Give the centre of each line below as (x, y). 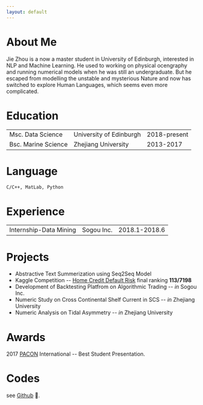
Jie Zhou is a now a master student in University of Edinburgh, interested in (100, 59)
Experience (35, 211)
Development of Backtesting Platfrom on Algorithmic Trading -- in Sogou (106, 287)
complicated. (23, 91)
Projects (28, 257)
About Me (32, 42)
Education (32, 116)
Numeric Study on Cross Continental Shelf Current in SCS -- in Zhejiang (105, 300)
